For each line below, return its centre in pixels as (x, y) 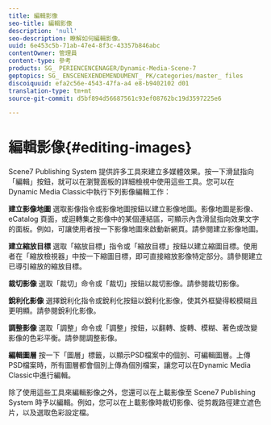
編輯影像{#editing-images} (100, 148)
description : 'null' (43, 31)
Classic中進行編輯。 (42, 375)
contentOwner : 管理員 (43, 53)
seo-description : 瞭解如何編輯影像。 (66, 38)
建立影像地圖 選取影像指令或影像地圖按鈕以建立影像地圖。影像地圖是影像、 (133, 209)
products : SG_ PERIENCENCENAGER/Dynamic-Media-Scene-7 (102, 69)
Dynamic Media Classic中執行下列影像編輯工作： (90, 192)
